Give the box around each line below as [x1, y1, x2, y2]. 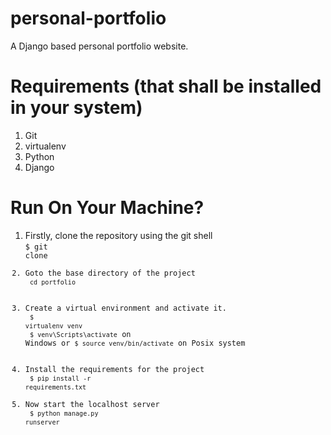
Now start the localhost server [24, 399, 160, 409]
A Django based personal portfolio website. [10, 40, 189, 52]
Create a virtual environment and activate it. [24, 303, 227, 313]
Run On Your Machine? [10, 197, 205, 219]
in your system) [10, 97, 143, 119]
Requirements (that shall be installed [10, 75, 322, 98]
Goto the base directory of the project [24, 268, 196, 278]
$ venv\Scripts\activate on [29, 329, 132, 339]
